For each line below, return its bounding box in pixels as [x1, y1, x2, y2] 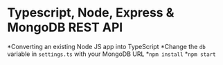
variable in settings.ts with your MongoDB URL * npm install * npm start [7, 50, 216, 58]
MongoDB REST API [7, 19, 123, 35]
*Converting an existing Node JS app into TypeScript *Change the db [7, 42, 206, 50]
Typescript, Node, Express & [7, 5, 175, 21]
